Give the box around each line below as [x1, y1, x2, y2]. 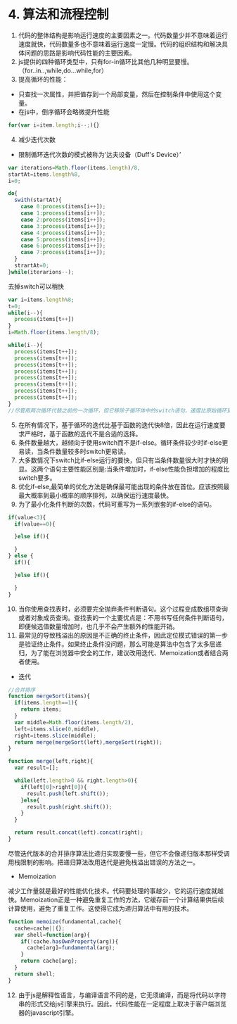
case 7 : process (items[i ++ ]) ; [20, 249, 106, 256]
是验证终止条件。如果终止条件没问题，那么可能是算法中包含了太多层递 [18, 640, 222, 648]
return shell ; [14, 971, 56, 978]
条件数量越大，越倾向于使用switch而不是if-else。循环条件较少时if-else [18, 438, 222, 447]
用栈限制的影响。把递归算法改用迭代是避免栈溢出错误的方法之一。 [8, 858, 199, 866]
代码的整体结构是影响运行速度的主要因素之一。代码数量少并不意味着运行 [18, 31, 228, 39]
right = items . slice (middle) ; [14, 732, 97, 739]
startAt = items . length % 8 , [8, 170, 81, 178]
